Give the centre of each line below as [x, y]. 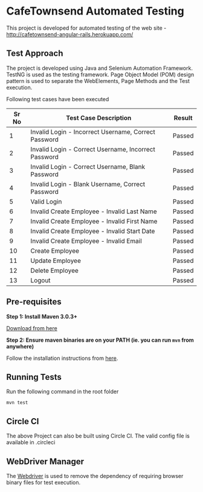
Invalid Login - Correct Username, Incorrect [93, 149]
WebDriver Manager [45, 461]
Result [183, 118]
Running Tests [34, 377]
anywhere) [20, 346]
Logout [40, 280]
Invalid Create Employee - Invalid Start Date [93, 231]
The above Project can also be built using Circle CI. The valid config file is [98, 436]
